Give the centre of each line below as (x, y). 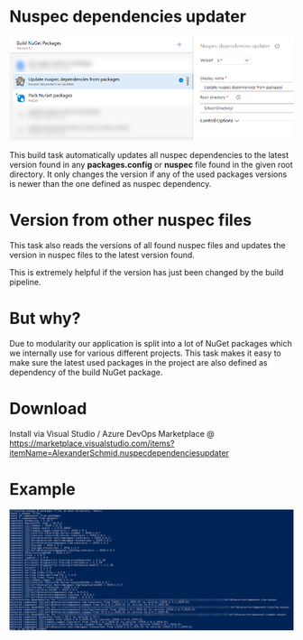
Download (48, 409)
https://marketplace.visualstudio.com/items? (92, 443)
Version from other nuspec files (131, 221)
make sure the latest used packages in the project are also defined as (138, 362)
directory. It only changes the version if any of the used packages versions (148, 174)
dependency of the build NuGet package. (86, 372)
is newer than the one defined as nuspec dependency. (110, 184)
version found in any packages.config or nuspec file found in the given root (151, 165)
